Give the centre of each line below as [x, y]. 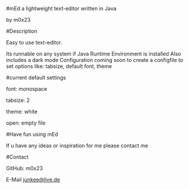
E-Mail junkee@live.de [33, 180]
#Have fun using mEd [32, 134]
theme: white [22, 111]
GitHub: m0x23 [24, 168]
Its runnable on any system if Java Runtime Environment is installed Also [94, 54]
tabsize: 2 [18, 100]
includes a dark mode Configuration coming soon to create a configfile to [95, 60]
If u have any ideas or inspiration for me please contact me [77, 145]
